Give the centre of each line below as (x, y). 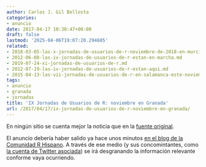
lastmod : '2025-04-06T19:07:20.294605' (57, 40)
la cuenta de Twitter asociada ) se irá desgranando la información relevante (101, 151)
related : (17, 46)
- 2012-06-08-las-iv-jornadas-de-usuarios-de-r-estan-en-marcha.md (94, 58)
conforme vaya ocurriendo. (41, 157)
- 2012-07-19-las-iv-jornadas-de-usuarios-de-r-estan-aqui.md (87, 69)
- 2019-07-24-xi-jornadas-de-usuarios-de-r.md (67, 63)
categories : (21, 18)
